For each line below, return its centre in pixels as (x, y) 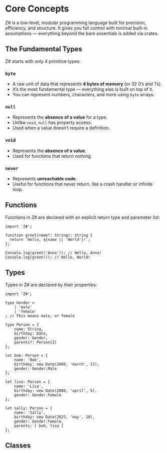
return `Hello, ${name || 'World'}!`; (50, 240)
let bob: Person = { (27, 355)
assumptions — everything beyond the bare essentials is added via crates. (82, 33)
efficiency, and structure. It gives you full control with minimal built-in (76, 28)
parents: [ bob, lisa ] (39, 426)
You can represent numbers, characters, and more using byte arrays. (83, 95)
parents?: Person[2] (35, 342)
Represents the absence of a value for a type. (60, 117)
